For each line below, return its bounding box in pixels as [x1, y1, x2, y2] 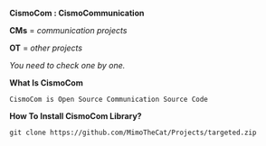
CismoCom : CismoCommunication [9, 8, 145, 18]
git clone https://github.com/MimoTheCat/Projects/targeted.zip [9, 128, 257, 137]
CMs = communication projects [9, 25, 128, 35]
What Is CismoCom [9, 78, 83, 88]
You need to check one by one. [9, 60, 126, 70]
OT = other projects [9, 42, 83, 53]
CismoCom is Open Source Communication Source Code [9, 95, 208, 104]
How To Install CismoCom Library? [9, 111, 142, 121]
